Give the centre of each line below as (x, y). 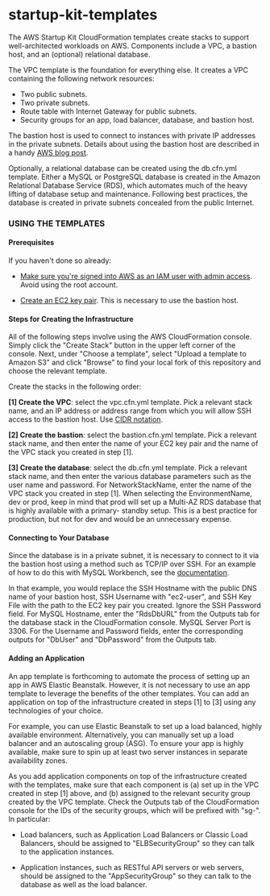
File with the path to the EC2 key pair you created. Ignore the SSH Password (135, 606)
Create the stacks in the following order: (75, 387)
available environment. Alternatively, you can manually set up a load (121, 735)
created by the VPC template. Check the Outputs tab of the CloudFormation (134, 802)
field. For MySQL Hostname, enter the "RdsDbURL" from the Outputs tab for (134, 614)
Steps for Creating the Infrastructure (71, 319)
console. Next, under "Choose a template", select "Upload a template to (128, 354)
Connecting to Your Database (59, 537)
